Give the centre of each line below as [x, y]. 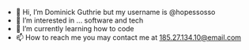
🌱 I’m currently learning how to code [75, 29]
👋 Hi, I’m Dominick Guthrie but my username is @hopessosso [115, 12]
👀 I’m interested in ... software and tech [79, 20]
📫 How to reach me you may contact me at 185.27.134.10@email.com [128, 37]
